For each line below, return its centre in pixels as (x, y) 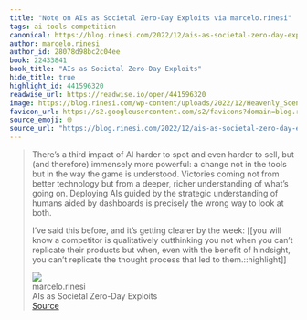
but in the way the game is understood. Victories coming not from (155, 174)
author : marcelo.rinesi (55, 43)
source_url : (32, 129)
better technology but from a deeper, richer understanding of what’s (160, 183)
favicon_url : (34, 112)
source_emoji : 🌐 (41, 120)
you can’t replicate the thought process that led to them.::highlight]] (159, 260)
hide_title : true (42, 78)
